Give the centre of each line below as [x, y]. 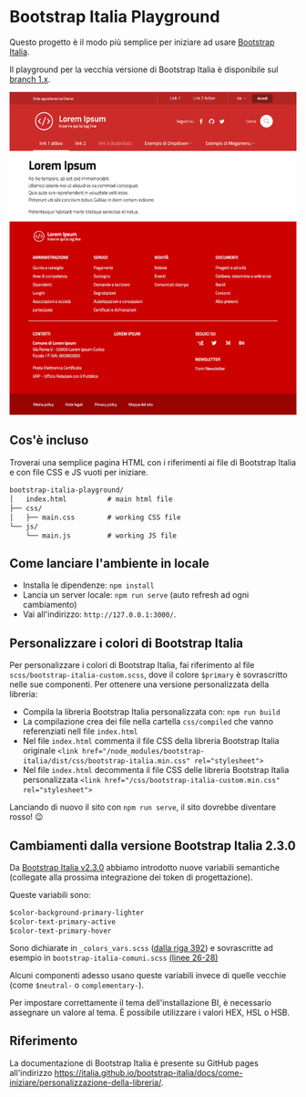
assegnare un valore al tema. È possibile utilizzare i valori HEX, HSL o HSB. [150, 1013]
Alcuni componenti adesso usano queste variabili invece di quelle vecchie [148, 976]
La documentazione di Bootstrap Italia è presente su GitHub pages [134, 1063]
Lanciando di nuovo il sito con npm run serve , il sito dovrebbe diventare [143, 807]
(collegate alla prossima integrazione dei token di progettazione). [131, 877]
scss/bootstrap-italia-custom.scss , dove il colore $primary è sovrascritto [149, 675]
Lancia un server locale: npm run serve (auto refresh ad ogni [136, 595]
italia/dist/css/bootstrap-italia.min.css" [107, 761]
